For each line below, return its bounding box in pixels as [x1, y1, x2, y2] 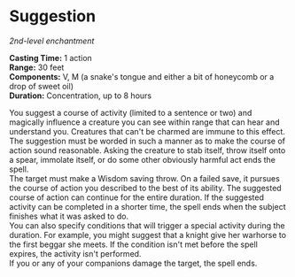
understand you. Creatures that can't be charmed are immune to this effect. [9, 126, 285, 136]
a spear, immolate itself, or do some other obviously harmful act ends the [9, 154, 276, 165]
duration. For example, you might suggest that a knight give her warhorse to [9, 229, 286, 240]
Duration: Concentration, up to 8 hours [9, 90, 152, 101]
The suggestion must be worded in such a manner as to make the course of [9, 135, 286, 146]
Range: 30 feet [9, 62, 65, 73]
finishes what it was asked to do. [9, 211, 129, 221]
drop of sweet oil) [9, 81, 74, 91]
